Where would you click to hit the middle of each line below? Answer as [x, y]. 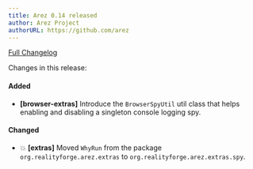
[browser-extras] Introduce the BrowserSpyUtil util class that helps [130, 103]
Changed [24, 130]
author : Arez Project [44, 23]
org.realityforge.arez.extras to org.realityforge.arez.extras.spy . [132, 156]
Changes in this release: [48, 68]
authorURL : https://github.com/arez [69, 30]
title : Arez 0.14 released [53, 15]
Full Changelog [33, 53]
